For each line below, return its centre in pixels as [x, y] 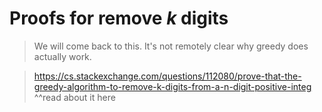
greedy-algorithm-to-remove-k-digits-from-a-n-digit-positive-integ [172, 86]
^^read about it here [74, 97]
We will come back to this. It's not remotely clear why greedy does [171, 46]
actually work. [62, 56]
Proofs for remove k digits [119, 18]
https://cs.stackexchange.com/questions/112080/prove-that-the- [167, 76]
